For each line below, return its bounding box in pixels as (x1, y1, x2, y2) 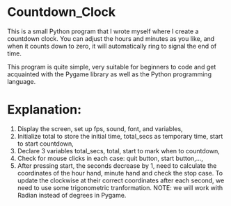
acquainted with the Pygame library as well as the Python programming (7, 70, 212, 78)
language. (7, 77, 36, 85)
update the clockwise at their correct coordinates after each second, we (17, 176, 225, 184)
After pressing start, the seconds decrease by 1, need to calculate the (17, 161, 217, 170)
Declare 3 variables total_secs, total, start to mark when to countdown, (17, 146, 221, 155)
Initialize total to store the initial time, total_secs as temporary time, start (17, 132, 223, 140)
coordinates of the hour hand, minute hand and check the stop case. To (17, 169, 223, 177)
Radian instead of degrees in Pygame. (17, 191, 127, 199)
